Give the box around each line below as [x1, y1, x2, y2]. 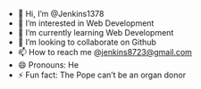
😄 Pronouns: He [17, 60, 79, 70]
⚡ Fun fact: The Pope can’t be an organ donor [17, 69, 186, 80]
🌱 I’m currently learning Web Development [17, 28, 174, 37]
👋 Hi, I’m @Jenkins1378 [17, 9, 105, 19]
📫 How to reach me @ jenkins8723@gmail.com [17, 47, 192, 57]
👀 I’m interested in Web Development [17, 18, 155, 28]
